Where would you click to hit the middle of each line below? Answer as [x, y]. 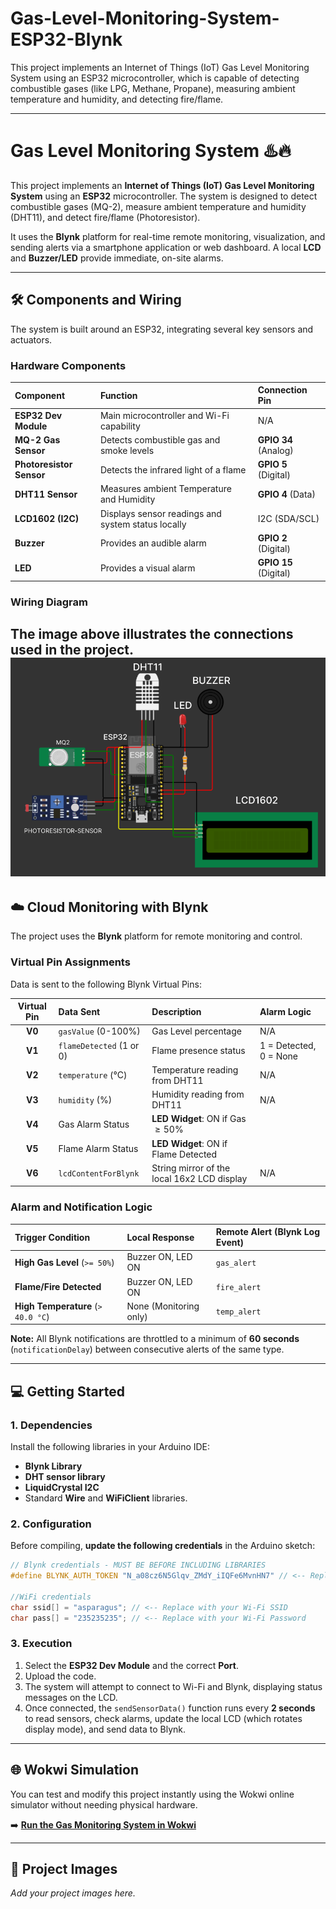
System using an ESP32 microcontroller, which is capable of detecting [155, 78]
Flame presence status [198, 1051]
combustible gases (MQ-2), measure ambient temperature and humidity [158, 206]
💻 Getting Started [67, 1391]
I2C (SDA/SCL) [288, 519]
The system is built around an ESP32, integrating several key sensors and [162, 329]
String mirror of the [191, 1168]
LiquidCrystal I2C [62, 1487]
